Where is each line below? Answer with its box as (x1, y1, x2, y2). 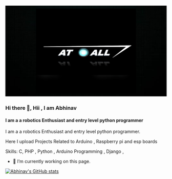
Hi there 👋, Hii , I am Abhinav (5, 104, 77, 111)
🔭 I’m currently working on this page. (12, 158, 91, 165)
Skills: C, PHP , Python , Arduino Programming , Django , (5, 148, 124, 154)
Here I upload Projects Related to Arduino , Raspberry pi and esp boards (5, 138, 158, 145)
